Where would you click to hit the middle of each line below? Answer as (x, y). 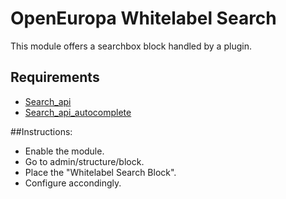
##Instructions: (41, 131)
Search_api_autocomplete (78, 112)
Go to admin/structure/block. (84, 161)
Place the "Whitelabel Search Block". (100, 172)
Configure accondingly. (73, 183)
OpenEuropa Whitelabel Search (143, 18)
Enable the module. (64, 151)
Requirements (55, 77)
